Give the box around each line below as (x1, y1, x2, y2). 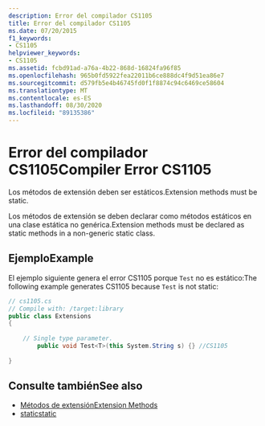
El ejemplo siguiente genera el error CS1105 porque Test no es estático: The (8, 272, 257, 282)
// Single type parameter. (22, 334, 113, 342)
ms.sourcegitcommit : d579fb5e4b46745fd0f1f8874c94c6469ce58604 (8, 79, 225, 87)
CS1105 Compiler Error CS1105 (8, 161, 212, 179)
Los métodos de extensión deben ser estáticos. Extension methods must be (8, 186, 258, 197)
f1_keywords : (8, 34, 52, 43)
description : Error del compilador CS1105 (8, 11, 153, 20)
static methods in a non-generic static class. (8, 228, 155, 238)
